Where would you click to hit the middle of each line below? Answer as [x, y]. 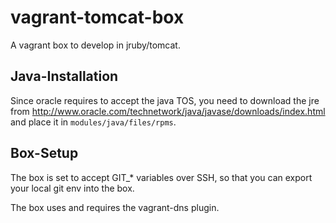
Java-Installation [64, 76]
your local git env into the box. [72, 188]
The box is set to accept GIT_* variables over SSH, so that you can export [161, 177]
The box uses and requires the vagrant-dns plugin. [115, 207]
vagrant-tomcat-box [97, 17]
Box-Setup [44, 153]
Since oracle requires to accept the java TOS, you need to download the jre [165, 100]
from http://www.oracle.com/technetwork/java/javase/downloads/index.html [168, 111]
